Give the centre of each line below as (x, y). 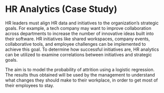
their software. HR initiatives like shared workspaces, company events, (78, 39)
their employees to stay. (30, 85)
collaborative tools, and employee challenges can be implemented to (76, 44)
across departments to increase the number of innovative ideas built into (80, 33)
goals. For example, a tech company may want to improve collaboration (78, 28)
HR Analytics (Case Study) (61, 9)
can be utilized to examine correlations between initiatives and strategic (79, 54)
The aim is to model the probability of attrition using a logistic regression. (80, 69)
